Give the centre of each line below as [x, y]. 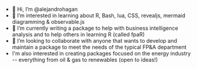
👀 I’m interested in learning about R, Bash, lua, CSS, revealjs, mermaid [98, 15]
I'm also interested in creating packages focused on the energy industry [101, 53]
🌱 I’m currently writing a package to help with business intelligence [95, 28]
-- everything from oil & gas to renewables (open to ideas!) [85, 60]
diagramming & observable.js [48, 22]
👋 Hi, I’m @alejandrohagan [45, 9]
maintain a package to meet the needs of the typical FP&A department [99, 47]
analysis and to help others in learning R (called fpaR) [78, 34]
